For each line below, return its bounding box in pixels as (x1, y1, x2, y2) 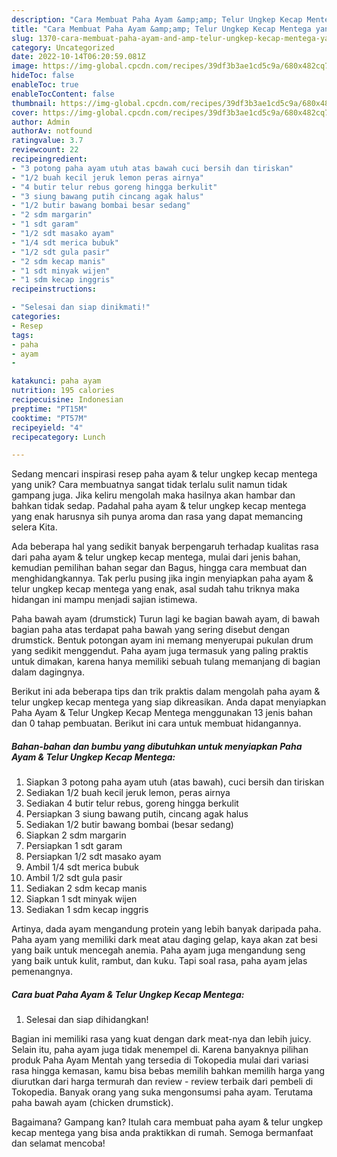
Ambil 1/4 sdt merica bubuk (25, 861, 139, 873)
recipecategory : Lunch (11, 432, 106, 442)
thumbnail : (11, 98, 57, 108)
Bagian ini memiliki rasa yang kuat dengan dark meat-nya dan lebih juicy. (11, 1033, 312, 1045)
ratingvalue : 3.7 (11, 136, 84, 146)
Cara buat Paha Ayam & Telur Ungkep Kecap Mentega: (11, 988, 245, 1000)
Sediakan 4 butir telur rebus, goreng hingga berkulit (25, 797, 239, 810)
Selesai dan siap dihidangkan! (25, 1014, 149, 1026)
